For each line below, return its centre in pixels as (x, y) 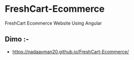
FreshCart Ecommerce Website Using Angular (53, 23)
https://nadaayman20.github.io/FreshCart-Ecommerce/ (71, 51)
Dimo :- (17, 39)
